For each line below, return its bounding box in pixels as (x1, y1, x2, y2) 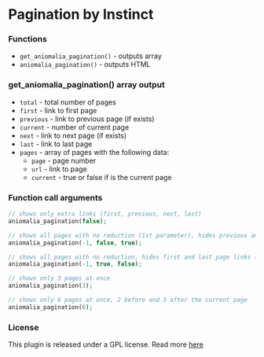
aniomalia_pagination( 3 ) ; (8, 282, 93, 290)
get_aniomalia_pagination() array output (8, 79, 165, 90)
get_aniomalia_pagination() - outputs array (19, 51, 163, 61)
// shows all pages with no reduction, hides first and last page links (8, 253, 251, 261)
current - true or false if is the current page (31, 172, 172, 182)
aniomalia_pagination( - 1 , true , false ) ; (8, 260, 143, 268)
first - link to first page (19, 105, 97, 115)
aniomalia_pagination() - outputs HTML (19, 60, 151, 69)
